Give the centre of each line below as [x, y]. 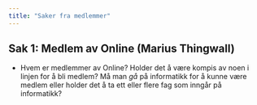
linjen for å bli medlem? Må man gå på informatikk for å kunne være [133, 77]
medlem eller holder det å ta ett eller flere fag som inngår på [121, 85]
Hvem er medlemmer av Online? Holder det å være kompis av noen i [135, 68]
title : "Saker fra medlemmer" [60, 16]
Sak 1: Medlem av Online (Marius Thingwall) [122, 49]
